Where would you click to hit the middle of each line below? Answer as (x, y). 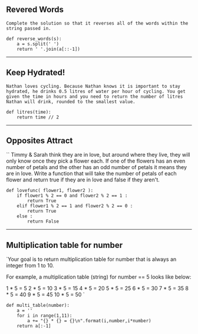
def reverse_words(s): (34, 39)
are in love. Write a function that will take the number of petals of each (91, 174)
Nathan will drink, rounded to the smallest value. (71, 102)
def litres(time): (29, 112)
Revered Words (35, 10)
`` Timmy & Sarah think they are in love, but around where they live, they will (98, 155)
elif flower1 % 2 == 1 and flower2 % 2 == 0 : (75, 206)
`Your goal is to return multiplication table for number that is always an (91, 259)
